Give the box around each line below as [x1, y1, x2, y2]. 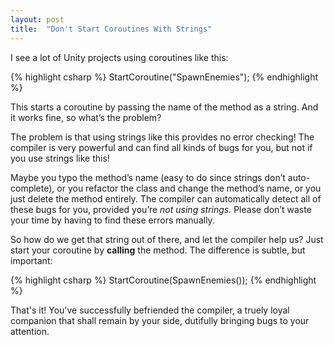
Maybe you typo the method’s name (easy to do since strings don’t [10, 171, 286, 183]
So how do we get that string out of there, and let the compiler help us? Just [10, 233, 324, 245]
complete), [10, 182, 55, 194]
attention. [10, 325, 50, 337]
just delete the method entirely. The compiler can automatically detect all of [10, 192, 322, 205]
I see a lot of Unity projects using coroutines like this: [10, 51, 229, 63]
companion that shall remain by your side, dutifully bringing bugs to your [10, 314, 310, 326]
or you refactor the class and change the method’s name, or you [56, 182, 322, 194]
